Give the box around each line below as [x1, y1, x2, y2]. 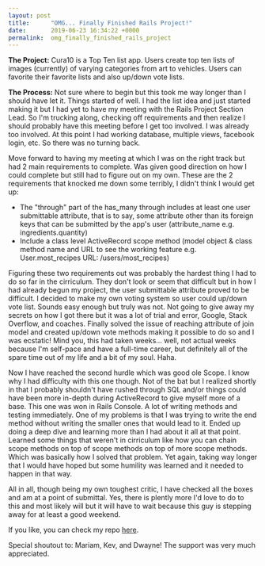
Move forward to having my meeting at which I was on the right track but [8, 154, 245, 163]
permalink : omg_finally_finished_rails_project [8, 33, 172, 42]
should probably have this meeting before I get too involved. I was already [8, 121, 249, 131]
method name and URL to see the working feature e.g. [19, 245, 197, 254]
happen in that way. [8, 469, 73, 479]
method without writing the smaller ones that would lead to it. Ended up [8, 419, 241, 428]
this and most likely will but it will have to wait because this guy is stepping [8, 501, 252, 511]
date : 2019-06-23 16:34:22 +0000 [8, 26, 140, 34]
